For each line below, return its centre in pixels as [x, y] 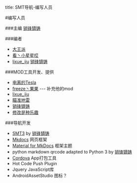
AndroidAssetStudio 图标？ [40, 176]
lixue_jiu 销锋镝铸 [30, 61]
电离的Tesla [24, 82]
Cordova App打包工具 [34, 158]
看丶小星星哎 [25, 55]
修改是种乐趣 [25, 112]
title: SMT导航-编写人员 [29, 7]
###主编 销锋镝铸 [23, 28]
